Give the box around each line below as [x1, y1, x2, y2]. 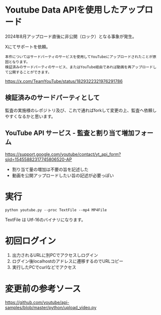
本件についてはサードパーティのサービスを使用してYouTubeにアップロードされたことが [5, 54, 153, 59]
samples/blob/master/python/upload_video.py [5, 305, 97, 311]
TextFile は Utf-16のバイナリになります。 [5, 217, 86, 222]
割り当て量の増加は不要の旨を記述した [12, 166, 88, 172]
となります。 [8, 59, 30, 64]
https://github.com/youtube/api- [5, 299, 70, 305]
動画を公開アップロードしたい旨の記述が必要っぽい [12, 173, 114, 178]
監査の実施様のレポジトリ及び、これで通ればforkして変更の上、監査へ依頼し [5, 107, 157, 113]
